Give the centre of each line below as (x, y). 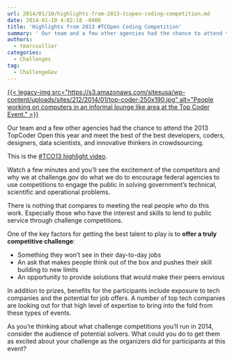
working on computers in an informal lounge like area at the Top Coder (109, 107)
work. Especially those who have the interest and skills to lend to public (110, 213)
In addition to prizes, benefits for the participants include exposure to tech (114, 290)
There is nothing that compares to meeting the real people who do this (108, 205)
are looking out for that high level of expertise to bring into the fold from (110, 305)
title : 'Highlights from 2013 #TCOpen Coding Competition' (95, 27)
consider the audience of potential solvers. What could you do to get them (114, 334)
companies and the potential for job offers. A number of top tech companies (116, 298)
